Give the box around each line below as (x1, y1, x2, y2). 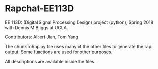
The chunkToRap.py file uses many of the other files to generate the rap (5, 43, 152, 49)
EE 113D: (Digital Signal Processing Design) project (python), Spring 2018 (5, 19, 154, 25)
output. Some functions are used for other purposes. (5, 49, 113, 55)
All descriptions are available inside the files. (5, 58, 96, 64)
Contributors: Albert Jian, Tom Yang (5, 34, 78, 40)
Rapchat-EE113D (5, 3, 74, 14)
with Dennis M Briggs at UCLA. (5, 24, 68, 30)
